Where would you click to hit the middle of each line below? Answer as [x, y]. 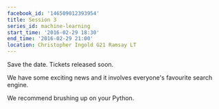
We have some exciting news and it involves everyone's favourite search [110, 78]
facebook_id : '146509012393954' [53, 13]
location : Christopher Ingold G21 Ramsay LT [72, 45]
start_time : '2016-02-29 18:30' [53, 32]
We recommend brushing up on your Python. [71, 98]
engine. [18, 85]
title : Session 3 [32, 20]
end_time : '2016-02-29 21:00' [50, 39]
